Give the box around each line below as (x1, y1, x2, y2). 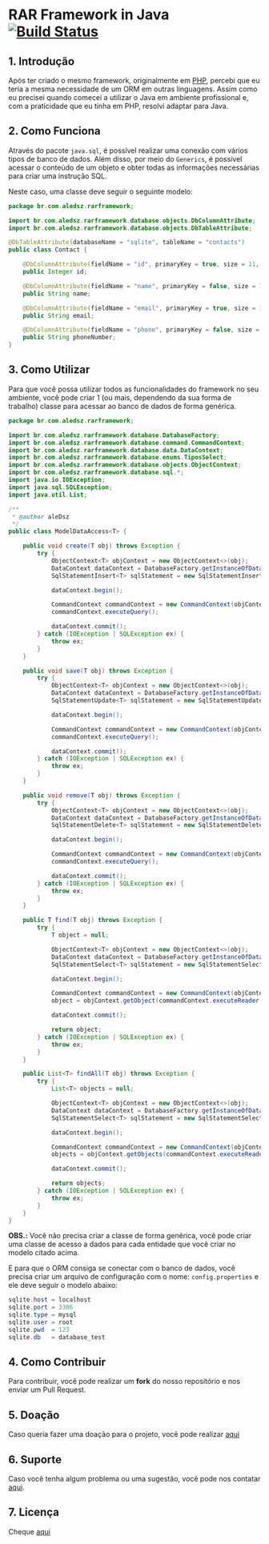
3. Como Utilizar (8, 363, 90, 377)
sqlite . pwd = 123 (8, 1325, 70, 1333)
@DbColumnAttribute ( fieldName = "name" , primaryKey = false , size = (22, 282, 256, 290)
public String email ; (22, 311, 94, 319)
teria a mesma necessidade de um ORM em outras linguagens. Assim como (8, 84, 258, 94)
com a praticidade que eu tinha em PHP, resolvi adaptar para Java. (8, 102, 229, 110)
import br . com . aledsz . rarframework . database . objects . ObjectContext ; (8, 461, 242, 469)
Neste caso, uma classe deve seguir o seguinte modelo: (8, 186, 194, 196)
